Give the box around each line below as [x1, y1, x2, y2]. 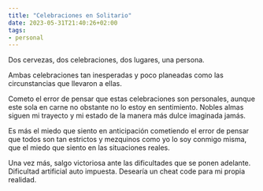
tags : [8, 26, 26, 34]
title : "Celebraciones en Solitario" [8, 11, 132, 20]
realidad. [8, 175, 37, 185]
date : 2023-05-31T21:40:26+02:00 [8, 19, 118, 27]
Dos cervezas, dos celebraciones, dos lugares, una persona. [8, 55, 205, 65]
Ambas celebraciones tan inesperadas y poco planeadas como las [8, 70, 224, 80]
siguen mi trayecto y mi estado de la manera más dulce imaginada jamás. [8, 111, 246, 121]
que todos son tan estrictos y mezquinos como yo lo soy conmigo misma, [8, 135, 247, 144]
